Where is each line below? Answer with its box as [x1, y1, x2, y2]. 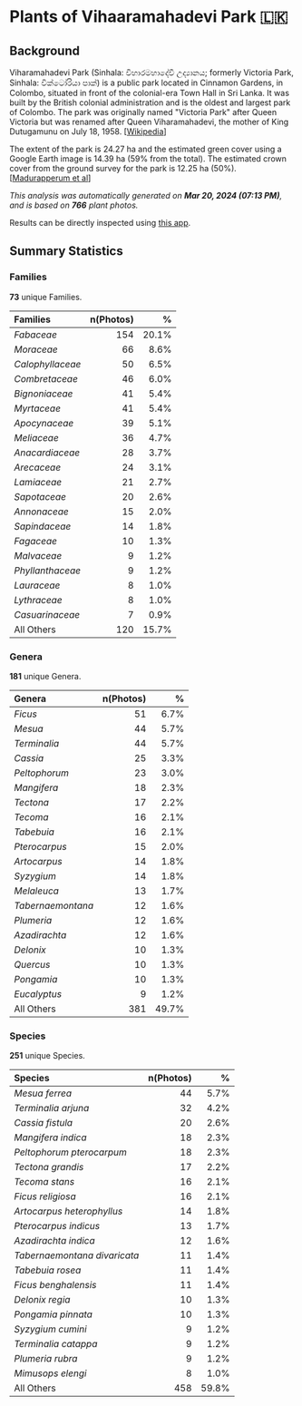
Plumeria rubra [14, 1352, 78, 1365]
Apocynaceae [14, 416, 74, 429]
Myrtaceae [14, 402, 62, 415]
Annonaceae [14, 505, 70, 518]
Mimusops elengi [14, 1367, 87, 1380]
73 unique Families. [9, 291, 83, 302]
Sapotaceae [14, 490, 66, 503]
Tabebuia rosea [14, 1264, 82, 1276]
